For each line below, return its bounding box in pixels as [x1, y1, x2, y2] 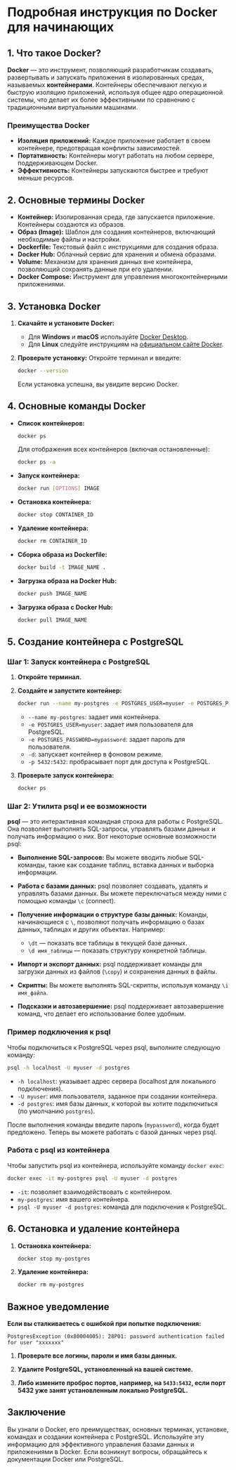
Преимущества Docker [7, 120, 90, 130]
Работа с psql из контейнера [7, 1146, 110, 1155]
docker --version [17, 367, 69, 374]
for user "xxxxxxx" [7, 1339, 65, 1346]
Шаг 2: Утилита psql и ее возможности [7, 801, 147, 811]
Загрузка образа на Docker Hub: [17, 577, 117, 585]
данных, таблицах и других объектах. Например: [17, 925, 165, 934]
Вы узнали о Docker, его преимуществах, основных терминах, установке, [7, 1425, 229, 1433]
